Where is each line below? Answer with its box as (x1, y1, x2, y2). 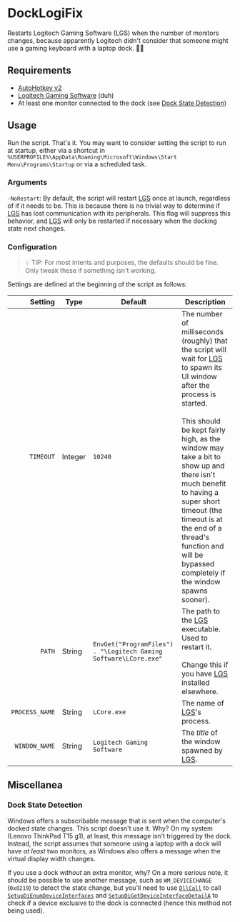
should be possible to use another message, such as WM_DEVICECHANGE (7, 876, 212, 884)
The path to (181, 606, 220, 616)
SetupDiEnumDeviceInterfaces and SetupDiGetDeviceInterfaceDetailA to (7, 891, 219, 899)
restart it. (181, 642, 212, 652)
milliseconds (181, 327, 224, 337)
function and (181, 541, 224, 551)
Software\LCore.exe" (92, 655, 163, 663)
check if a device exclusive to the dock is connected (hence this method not (7, 898, 232, 907)
